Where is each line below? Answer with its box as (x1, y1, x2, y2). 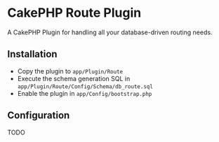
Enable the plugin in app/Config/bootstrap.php (17, 89, 152, 97)
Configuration (7, 110, 70, 122)
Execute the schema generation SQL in (17, 74, 131, 83)
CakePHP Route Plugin (7, 5, 142, 21)
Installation (7, 48, 58, 60)
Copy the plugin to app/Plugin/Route (17, 66, 124, 75)
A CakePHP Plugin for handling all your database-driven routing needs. (7, 28, 213, 36)
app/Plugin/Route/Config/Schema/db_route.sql (17, 83, 153, 90)
